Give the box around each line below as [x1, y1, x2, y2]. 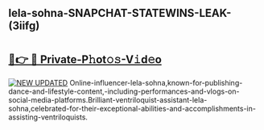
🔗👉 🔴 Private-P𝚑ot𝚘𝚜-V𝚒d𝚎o [8, 52, 163, 66]
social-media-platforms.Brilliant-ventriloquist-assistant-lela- [8, 95, 208, 104]
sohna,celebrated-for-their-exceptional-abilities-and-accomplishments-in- [8, 104, 256, 113]
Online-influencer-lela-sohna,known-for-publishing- [69, 78, 243, 87]
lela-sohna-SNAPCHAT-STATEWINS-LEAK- [8, 6, 232, 20]
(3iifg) [8, 19, 40, 33]
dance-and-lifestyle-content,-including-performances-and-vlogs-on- [8, 86, 240, 96]
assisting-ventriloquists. [8, 112, 89, 122]
